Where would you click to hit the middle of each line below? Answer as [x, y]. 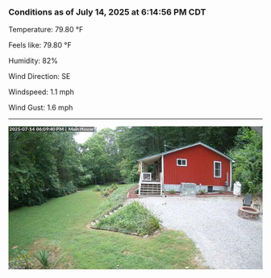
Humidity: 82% [33, 61]
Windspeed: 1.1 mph [42, 92]
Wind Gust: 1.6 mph [41, 108]
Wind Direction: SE [40, 77]
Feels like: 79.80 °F [40, 45]
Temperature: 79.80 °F [46, 30]
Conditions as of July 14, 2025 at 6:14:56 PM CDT [107, 12]
